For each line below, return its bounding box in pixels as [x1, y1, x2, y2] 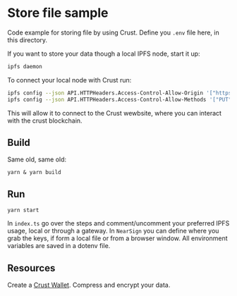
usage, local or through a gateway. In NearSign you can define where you [7, 227, 219, 235]
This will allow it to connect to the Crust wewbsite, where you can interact [7, 109, 222, 117]
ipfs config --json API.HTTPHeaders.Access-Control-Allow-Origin [7, 90, 203, 97]
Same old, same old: [7, 155, 67, 164]
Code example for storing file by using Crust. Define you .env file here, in [7, 28, 220, 37]
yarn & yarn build [7, 169, 61, 176]
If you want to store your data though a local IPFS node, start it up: [7, 49, 200, 58]
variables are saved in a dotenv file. [7, 242, 111, 250]
